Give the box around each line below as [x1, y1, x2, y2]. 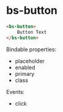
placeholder [14, 57, 45, 64]
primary [14, 70, 35, 77]
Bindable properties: [6, 46, 57, 53]
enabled [14, 64, 35, 71]
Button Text [17, 29, 47, 35]
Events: [6, 88, 25, 95]
